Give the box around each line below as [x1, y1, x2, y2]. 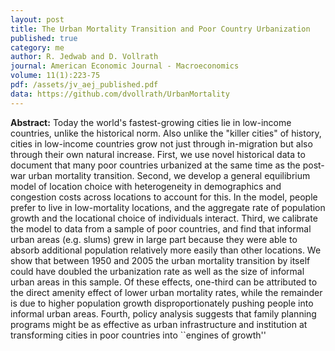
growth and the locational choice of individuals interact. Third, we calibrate [10, 212, 318, 224]
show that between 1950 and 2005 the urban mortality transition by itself [10, 254, 311, 266]
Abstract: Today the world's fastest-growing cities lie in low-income [10, 116, 292, 128]
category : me [10, 42, 65, 53]
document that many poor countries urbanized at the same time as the [10, 159, 301, 171]
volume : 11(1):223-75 [10, 71, 101, 81]
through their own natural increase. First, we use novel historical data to [10, 148, 306, 160]
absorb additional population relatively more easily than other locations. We [10, 244, 322, 256]
